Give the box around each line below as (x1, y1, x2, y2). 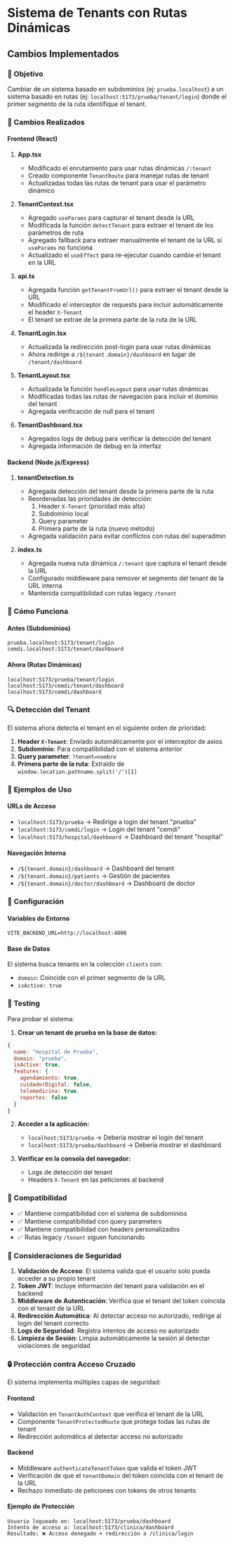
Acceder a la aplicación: (17, 1120, 90, 1128)
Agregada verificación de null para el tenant (27, 407, 155, 415)
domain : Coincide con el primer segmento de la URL (17, 974, 166, 982)
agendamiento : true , (20, 1075, 80, 1082)
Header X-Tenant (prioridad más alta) (38, 502, 146, 511)
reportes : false (20, 1094, 68, 1101)
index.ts (17, 546, 42, 554)
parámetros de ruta (27, 228, 84, 237)
